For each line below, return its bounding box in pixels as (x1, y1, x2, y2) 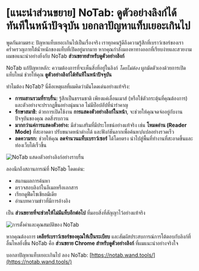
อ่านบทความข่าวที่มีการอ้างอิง (14, 197, 71, 204)
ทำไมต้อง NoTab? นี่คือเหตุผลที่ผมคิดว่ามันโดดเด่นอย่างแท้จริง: (6, 83, 130, 90)
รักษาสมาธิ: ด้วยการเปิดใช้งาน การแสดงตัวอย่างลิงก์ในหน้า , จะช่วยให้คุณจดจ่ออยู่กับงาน (14, 108, 183, 115)
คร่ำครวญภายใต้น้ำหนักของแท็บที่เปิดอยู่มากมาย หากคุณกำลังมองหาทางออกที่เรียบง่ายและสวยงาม (6, 45, 192, 53)
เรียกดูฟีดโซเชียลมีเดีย (14, 190, 57, 197)
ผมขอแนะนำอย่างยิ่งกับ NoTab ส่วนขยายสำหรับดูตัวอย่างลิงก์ (6, 52, 125, 59)
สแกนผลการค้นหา (14, 177, 50, 184)
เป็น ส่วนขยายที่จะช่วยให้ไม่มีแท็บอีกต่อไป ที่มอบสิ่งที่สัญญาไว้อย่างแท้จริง (6, 209, 146, 216)
